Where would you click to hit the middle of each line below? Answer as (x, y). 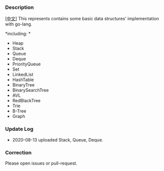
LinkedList (23, 75)
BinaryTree (23, 85)
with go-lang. (19, 24)
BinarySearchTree (30, 90)
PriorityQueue (26, 64)
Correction (19, 152)
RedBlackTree (26, 101)
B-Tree (19, 111)
